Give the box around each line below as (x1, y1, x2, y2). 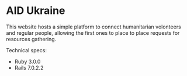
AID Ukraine (6, 4, 65, 17)
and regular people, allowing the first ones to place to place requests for (6, 29, 180, 36)
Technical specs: (6, 46, 47, 53)
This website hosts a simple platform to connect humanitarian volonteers (6, 23, 181, 30)
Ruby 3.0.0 (14, 58, 41, 65)
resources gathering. (6, 35, 57, 42)
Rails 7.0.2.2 (14, 64, 44, 71)
